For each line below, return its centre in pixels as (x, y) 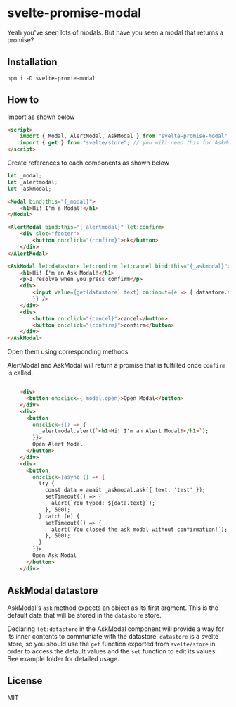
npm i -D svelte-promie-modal (52, 78)
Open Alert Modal (58, 444)
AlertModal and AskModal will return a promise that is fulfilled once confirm (117, 365)
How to (23, 100)
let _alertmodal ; (33, 182)
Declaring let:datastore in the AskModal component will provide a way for (116, 629)
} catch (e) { (59, 516)
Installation (32, 62)
